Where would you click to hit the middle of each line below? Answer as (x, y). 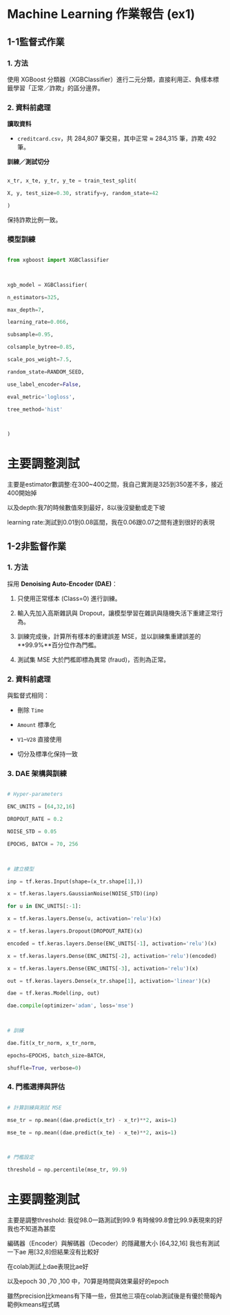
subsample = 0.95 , (30, 335)
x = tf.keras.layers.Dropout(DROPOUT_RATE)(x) (75, 931)
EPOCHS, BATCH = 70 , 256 (43, 844)
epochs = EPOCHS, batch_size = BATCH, (57, 1055)
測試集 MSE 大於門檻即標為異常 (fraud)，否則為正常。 (93, 660)
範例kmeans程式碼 (33, 1305)
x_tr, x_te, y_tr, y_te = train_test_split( (72, 181)
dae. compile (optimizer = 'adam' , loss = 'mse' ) (71, 1006)
